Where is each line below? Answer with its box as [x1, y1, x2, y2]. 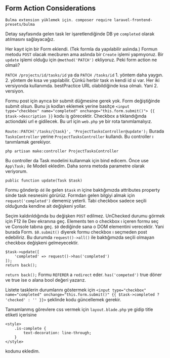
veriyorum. [5, 168, 28, 174]
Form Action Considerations [5, 4, 96, 13]
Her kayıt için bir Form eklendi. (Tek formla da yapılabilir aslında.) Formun [5, 46, 158, 52]
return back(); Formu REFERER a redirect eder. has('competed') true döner [5, 272, 162, 278]
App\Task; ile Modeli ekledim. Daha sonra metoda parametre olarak [5, 163, 145, 169]
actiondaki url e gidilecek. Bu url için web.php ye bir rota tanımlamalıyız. [5, 118, 153, 124]
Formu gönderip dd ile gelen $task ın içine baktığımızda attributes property [5, 187, 160, 193]
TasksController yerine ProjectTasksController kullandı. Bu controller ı [5, 133, 154, 140]
